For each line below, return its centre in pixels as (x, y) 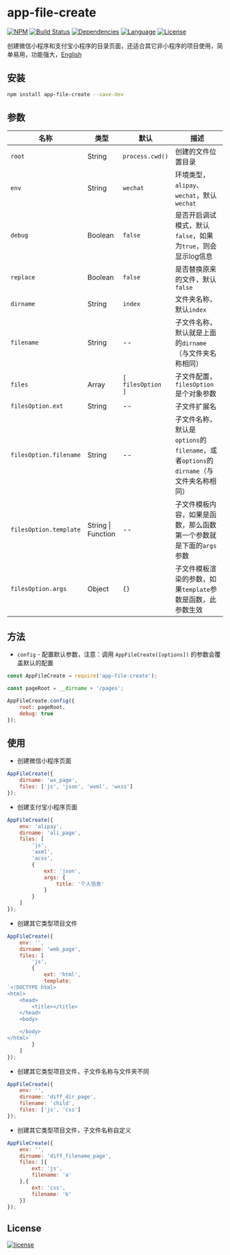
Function (101, 534)
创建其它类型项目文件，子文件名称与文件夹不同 (83, 1071)
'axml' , (42, 852)
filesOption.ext (37, 406)
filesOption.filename (46, 455)
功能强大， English (56, 54)
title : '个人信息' (80, 884)
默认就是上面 (196, 333)
